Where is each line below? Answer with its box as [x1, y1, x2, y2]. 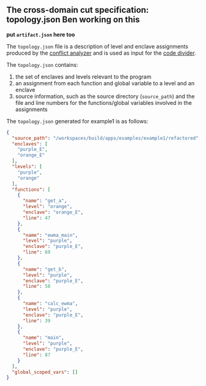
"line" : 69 [22, 249, 51, 255]
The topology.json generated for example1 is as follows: [6, 117, 149, 125]
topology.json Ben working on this [6, 15, 140, 25]
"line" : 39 [22, 317, 51, 324]
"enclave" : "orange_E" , [22, 209, 84, 215]
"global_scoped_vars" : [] [12, 369, 78, 375]
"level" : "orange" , [22, 204, 72, 210]
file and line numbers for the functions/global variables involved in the [15, 99, 192, 106]
